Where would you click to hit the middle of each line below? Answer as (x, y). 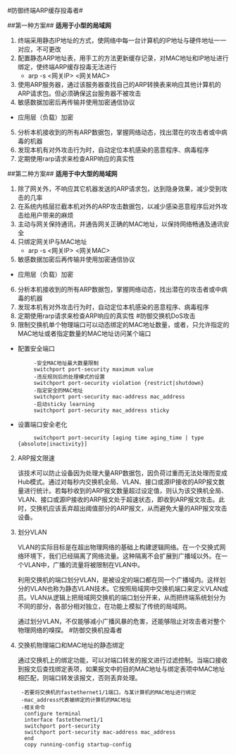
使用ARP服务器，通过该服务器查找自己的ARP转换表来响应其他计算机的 (119, 84)
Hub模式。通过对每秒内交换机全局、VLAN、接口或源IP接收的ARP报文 (118, 482)
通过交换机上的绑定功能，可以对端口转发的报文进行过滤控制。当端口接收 (122, 660)
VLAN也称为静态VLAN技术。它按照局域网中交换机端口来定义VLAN (126, 589)
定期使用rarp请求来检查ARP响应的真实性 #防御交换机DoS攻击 (106, 316)
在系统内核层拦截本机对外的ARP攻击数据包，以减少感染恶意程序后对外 (119, 206)
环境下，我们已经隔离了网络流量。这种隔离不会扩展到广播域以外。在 (123, 556)
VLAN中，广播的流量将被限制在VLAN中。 (84, 565)
